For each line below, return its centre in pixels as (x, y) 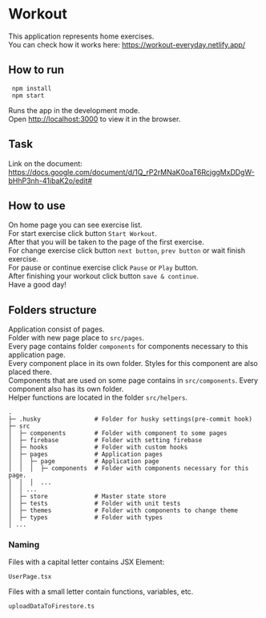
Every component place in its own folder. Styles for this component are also (133, 364)
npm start (28, 96)
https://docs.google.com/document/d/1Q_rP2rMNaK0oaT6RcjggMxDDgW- (131, 172)
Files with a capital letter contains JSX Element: (87, 562)
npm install (32, 88)
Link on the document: (45, 163)
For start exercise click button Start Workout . (83, 234)
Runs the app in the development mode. (74, 110)
